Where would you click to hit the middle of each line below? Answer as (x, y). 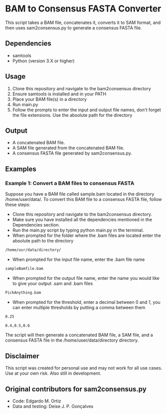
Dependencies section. (36, 225)
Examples (21, 169)
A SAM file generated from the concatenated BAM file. (68, 148)
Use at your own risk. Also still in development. (53, 373)
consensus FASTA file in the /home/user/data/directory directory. (72, 340)
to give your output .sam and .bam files (53, 283)
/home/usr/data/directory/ (33, 250)
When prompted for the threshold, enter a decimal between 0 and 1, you (86, 302)
